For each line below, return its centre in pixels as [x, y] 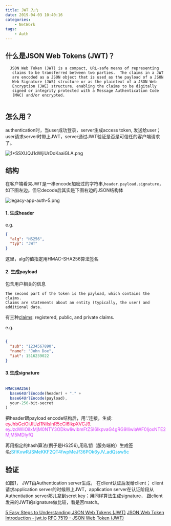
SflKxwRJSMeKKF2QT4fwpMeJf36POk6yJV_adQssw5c [70, 452]
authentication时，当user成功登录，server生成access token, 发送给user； [83, 130]
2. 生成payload [21, 271]
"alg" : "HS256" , [27, 239]
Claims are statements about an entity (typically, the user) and [78, 303]
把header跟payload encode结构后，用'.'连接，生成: [59, 418]
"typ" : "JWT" [24, 244]
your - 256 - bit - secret [32, 403]
